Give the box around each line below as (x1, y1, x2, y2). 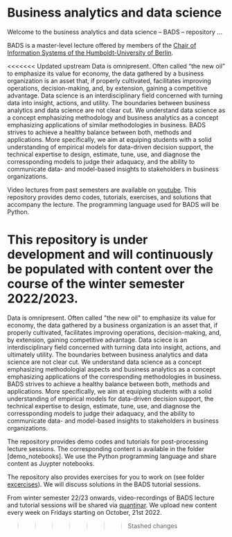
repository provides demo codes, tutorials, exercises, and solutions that (7, 192, 212, 201)
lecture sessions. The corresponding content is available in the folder (7, 444, 205, 453)
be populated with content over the (7, 262, 213, 277)
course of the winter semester (7, 276, 185, 292)
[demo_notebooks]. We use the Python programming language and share (7, 452, 217, 460)
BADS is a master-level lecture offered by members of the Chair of (7, 41, 197, 49)
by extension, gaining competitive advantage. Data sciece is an (7, 336, 188, 344)
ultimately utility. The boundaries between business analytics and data (7, 350, 208, 358)
